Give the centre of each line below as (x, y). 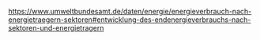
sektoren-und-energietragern (56, 28)
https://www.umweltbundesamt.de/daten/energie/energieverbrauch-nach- (130, 11)
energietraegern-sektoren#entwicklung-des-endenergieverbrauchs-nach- (130, 20)
